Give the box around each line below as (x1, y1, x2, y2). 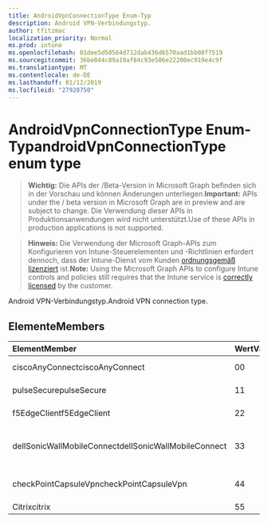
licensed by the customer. (27, 281, 113, 291)
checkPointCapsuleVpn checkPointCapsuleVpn (12, 478, 187, 489)
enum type (8, 154, 81, 172)
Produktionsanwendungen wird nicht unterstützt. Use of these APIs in (27, 215, 255, 224)
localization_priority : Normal (8, 34, 112, 42)
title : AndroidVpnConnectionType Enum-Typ (8, 11, 152, 20)
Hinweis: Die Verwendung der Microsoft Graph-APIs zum (27, 239, 217, 248)
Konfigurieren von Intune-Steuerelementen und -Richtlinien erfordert (27, 247, 254, 256)
